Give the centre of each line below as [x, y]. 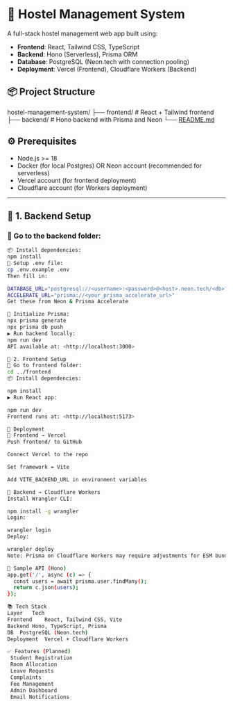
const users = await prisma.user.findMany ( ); [80, 581]
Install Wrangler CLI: [40, 499]
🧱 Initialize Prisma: [38, 314]
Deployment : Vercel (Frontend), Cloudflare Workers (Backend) [107, 69]
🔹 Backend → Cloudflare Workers [54, 492]
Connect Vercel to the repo [48, 455]
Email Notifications [40, 697]
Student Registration [41, 658]
